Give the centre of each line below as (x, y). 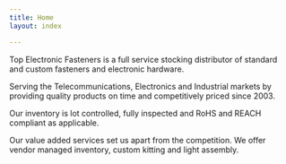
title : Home (31, 17)
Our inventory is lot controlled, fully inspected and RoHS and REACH (135, 113)
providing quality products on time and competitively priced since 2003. (143, 96)
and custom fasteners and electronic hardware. (97, 69)
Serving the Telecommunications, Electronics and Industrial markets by (140, 86)
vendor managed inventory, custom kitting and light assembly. (124, 150)
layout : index (36, 26)
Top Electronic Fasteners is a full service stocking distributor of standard (143, 59)
